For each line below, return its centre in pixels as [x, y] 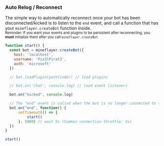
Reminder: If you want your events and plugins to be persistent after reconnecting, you [78, 33]
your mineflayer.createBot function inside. [48, 28]
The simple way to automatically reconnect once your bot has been [73, 18]
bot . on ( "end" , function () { [38, 108]
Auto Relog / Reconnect [34, 7]
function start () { [25, 46]
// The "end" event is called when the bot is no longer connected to [83, 104]
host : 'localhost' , [34, 55]
